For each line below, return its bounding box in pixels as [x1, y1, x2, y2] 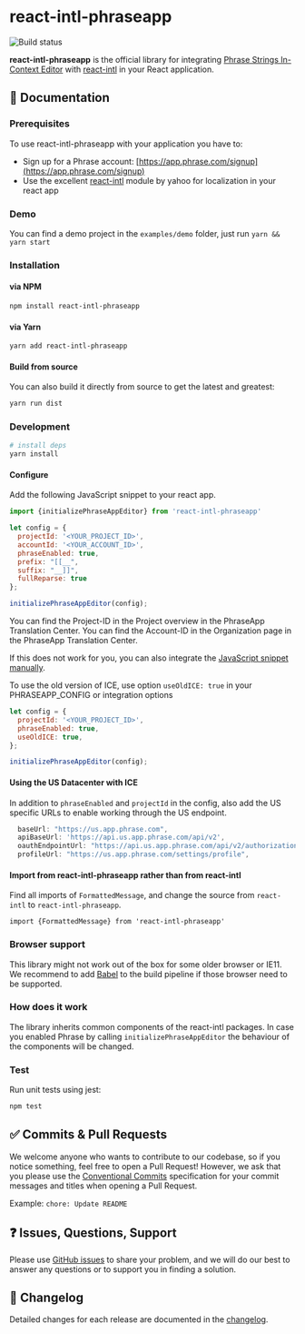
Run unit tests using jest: [9, 1085, 102, 1096]
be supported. [9, 978, 63, 989]
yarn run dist [9, 399, 64, 409]
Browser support [9, 938, 86, 951]
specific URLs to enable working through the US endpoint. [9, 807, 227, 818]
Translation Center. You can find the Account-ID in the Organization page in [9, 625, 292, 636]
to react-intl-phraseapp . [27, 899, 122, 911]
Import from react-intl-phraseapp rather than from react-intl [9, 869, 242, 880]
